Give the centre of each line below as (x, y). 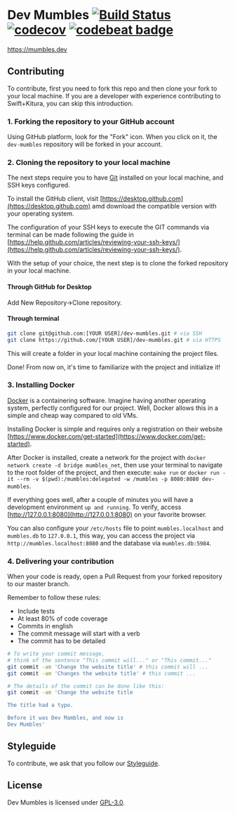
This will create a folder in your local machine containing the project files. (113, 353)
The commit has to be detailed (61, 641)
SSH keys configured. (39, 185)
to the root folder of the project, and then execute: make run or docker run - (116, 472)
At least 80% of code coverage (62, 619)
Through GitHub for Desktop (50, 286)
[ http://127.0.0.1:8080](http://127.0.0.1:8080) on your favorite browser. (107, 514)
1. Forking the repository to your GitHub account (91, 121)
